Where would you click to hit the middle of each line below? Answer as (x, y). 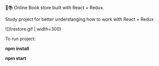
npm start (16, 58)
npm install (17, 48)
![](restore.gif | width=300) (33, 29)
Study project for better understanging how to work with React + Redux (79, 19)
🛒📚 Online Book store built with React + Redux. (55, 8)
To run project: (21, 39)
